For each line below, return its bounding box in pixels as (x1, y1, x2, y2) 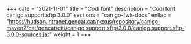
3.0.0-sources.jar (6, 31, 50, 38)
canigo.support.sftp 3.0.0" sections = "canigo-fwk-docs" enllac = (6, 11, 172, 19)
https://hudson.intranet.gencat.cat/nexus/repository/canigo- (9, 18, 160, 25)
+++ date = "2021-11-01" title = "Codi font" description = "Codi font (6, 5, 176, 12)
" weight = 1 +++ (49, 31, 92, 38)
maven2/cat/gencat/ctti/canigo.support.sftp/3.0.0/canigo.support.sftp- (6, 24, 185, 31)
